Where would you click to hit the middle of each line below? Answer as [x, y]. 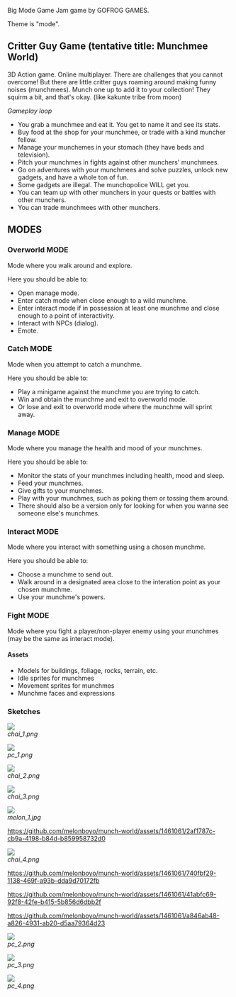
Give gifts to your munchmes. [61, 491]
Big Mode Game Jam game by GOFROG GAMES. [78, 10]
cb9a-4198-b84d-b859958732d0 [57, 839]
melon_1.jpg [24, 818]
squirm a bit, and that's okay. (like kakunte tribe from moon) [95, 97]
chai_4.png [23, 859]
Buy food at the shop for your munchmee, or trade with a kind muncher [122, 132]
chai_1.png [23, 734]
